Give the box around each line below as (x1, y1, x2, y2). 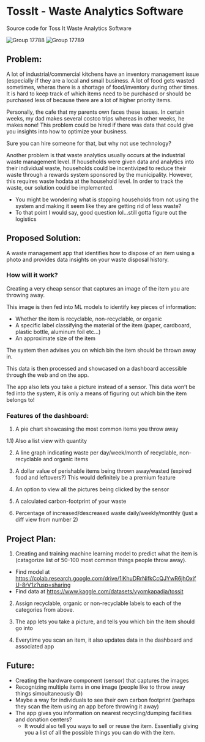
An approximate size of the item (15, 335, 96, 342)
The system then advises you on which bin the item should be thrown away (6, 346, 196, 354)
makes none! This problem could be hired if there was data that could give (6, 121, 194, 128)
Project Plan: (6, 533, 56, 544)
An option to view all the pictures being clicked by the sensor (15, 486, 170, 493)
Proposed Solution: (6, 233, 81, 243)
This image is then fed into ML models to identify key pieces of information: (6, 303, 197, 310)
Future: (6, 661, 35, 671)
